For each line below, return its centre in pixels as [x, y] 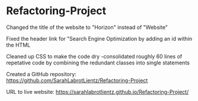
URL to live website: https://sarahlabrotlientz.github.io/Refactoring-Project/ [98, 92]
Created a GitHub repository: [41, 74]
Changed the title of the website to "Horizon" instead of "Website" [87, 27]
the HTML [18, 45]
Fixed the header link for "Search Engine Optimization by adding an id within [99, 38]
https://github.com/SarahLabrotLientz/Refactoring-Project [77, 80]
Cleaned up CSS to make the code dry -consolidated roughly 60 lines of [94, 56]
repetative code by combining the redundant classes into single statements [98, 63]
